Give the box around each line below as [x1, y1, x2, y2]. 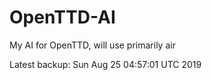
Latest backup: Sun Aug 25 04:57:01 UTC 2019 [9, 58, 202, 70]
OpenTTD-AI [9, 6, 116, 29]
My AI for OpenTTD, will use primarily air [9, 39, 176, 51]
